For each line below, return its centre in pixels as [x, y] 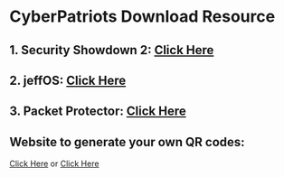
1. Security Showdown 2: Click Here [112, 50]
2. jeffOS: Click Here [68, 80]
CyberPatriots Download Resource [142, 17]
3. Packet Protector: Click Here [98, 112]
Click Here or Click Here [54, 163]
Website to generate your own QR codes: [128, 142]
